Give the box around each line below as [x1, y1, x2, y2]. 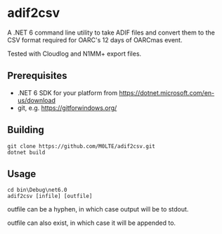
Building [7, 124, 44, 136]
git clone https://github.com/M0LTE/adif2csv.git [7, 142, 156, 149]
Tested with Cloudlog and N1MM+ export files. [7, 49, 142, 58]
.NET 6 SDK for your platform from [17, 88, 118, 97]
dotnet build [7, 149, 46, 156]
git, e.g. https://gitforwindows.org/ [17, 104, 117, 112]
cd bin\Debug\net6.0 [7, 187, 68, 194]
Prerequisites [7, 70, 67, 82]
